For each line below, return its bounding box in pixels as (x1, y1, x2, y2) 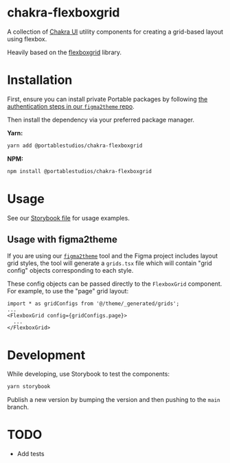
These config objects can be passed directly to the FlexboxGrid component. (7, 280, 222, 288)
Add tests (16, 450, 45, 458)
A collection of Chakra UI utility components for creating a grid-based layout (7, 27, 224, 36)
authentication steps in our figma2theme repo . (7, 102, 135, 111)
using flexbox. (7, 34, 47, 43)
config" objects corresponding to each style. (7, 267, 134, 275)
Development (7, 347, 86, 363)
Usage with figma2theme (7, 234, 118, 245)
